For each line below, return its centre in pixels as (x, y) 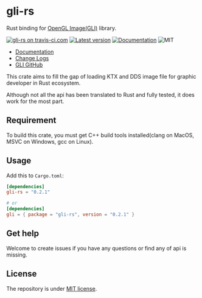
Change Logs (32, 58)
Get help (23, 234)
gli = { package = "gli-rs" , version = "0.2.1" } (71, 215)
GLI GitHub (29, 65)
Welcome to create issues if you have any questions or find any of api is (96, 248)
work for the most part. (35, 101)
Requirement (31, 120)
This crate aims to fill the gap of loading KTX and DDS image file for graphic (101, 76)
